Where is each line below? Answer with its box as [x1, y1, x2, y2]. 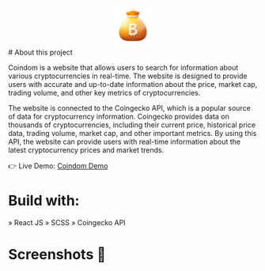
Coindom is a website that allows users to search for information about [8, 62, 239, 72]
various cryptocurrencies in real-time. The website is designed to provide [8, 71, 248, 81]
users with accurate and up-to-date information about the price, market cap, [8, 79, 258, 88]
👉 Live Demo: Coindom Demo [8, 160, 108, 171]
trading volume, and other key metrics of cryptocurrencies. [8, 88, 201, 97]
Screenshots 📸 [8, 245, 107, 263]
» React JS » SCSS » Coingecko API [8, 217, 126, 227]
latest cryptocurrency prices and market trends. [8, 145, 165, 155]
